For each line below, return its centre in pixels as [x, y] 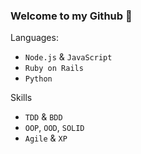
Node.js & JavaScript [68, 57]
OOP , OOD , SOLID [54, 128]
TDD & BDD [43, 117]
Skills [21, 98]
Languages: [34, 38]
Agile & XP [46, 138]
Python [38, 79]
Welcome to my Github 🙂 [71, 16]
